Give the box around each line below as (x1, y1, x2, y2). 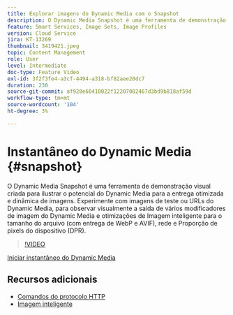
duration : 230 (7, 82, 49, 89)
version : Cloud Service (7, 29, 77, 37)
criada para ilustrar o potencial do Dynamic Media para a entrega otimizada (7, 189, 225, 198)
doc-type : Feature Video (7, 68, 80, 75)
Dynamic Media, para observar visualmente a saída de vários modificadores (7, 204, 226, 212)
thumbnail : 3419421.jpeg (7, 43, 80, 50)
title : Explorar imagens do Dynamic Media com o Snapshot (7, 10, 179, 17)
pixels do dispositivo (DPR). (7, 226, 87, 235)
